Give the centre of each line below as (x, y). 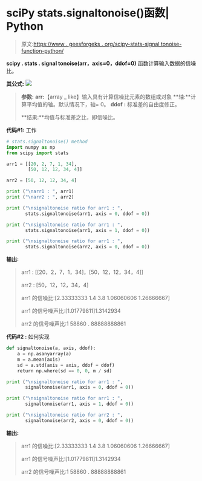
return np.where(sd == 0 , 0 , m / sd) (65, 371)
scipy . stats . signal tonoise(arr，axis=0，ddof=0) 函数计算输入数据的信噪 (101, 63)
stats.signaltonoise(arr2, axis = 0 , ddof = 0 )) (87, 247)
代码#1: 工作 (21, 130)
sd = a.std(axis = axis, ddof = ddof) (66, 365)
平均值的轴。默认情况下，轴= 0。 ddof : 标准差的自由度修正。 (103, 104)
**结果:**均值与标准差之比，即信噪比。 (70, 117)
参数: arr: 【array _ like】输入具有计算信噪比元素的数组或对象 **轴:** (106, 97)
